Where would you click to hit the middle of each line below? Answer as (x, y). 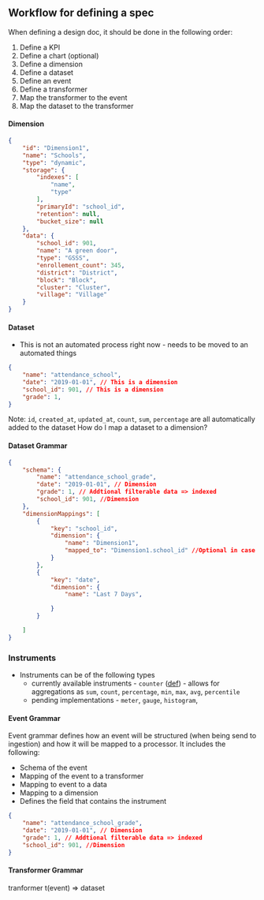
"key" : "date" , (75, 580)
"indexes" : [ (58, 177)
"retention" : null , (69, 214)
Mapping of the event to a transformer (82, 776)
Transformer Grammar (46, 870)
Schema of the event (54, 767)
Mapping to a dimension (59, 793)
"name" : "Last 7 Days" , (104, 595)
